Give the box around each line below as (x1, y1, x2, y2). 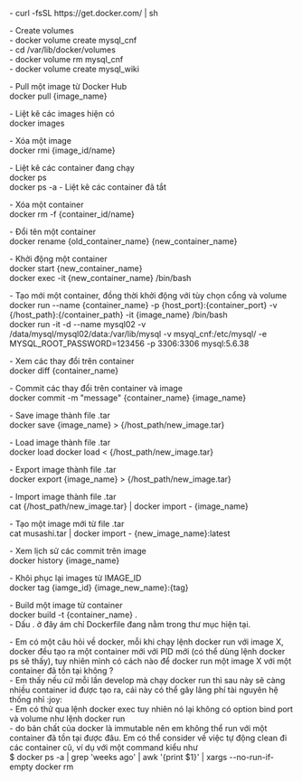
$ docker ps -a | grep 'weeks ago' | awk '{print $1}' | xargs (9, 752, 228, 762)
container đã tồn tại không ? (9, 665, 114, 676)
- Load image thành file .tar (9, 438, 111, 447)
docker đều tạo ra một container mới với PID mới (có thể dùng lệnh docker (9, 646, 286, 656)
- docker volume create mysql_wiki (9, 63, 140, 74)
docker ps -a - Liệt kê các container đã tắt (9, 182, 167, 193)
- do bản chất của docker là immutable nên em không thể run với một (9, 723, 268, 733)
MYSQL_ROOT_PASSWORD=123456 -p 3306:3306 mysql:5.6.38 (9, 338, 250, 349)
